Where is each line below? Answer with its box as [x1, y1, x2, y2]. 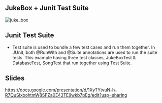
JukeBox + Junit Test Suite [5, 4, 89, 12]
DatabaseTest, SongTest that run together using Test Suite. [12, 60, 132, 66]
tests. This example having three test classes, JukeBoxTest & [12, 54, 136, 60]
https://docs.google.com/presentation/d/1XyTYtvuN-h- [5, 87, 117, 93]
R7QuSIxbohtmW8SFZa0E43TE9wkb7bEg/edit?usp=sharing [5, 92, 127, 98]
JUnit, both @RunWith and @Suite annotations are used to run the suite [12, 49, 158, 55]
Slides [5, 74, 25, 82]
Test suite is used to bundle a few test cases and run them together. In [12, 44, 155, 50]
